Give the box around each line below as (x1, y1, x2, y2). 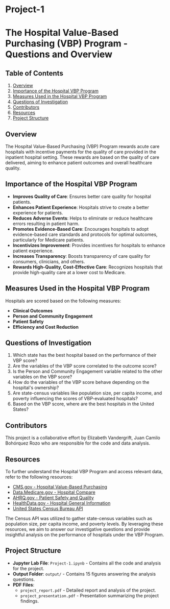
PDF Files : (12, 581, 35, 588)
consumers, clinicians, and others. (12, 258, 85, 264)
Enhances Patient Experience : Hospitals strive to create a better (12, 204, 150, 210)
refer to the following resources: (5, 474, 73, 480)
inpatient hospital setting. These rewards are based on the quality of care (5, 154, 160, 160)
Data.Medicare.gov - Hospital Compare (12, 489, 95, 496)
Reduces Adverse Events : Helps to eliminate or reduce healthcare (12, 215, 153, 221)
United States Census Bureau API (12, 505, 83, 511)
